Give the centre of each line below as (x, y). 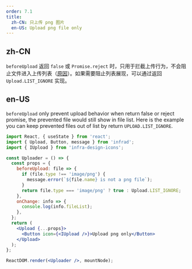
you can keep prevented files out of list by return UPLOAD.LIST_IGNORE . (90, 125)
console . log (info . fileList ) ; (57, 207)
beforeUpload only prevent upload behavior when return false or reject (90, 113)
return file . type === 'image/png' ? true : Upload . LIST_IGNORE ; (101, 190)
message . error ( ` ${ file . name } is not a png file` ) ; (90, 180)
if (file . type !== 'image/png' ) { (64, 174)
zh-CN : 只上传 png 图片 (38, 22)
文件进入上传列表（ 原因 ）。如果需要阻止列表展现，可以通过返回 (86, 74)
